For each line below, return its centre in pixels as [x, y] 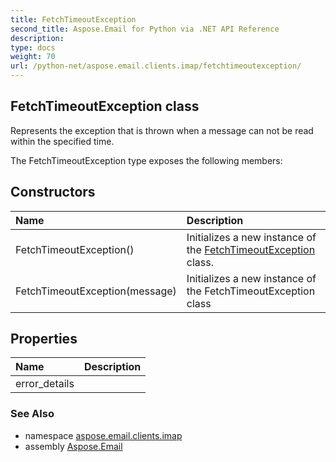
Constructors [53, 192]
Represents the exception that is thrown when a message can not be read [162, 130]
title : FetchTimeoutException [73, 19]
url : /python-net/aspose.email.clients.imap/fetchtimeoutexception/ [156, 66]
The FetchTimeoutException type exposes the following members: [146, 160]
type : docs [33, 47]
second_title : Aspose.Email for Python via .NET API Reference [145, 29]
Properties [44, 339]
